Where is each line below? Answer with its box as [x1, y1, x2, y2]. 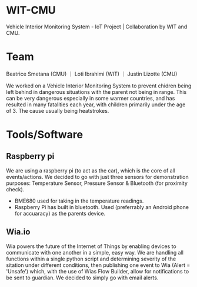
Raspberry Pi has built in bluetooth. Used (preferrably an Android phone [14, 203, 189, 210]
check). [6, 185, 25, 193]
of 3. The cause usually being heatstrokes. [6, 107, 109, 114]
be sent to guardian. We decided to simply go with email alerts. [6, 274, 159, 281]
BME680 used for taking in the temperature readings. [14, 197, 144, 204]
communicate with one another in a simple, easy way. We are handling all [6, 249, 184, 256]
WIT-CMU [6, 4, 56, 17]
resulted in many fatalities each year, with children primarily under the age [6, 101, 186, 108]
